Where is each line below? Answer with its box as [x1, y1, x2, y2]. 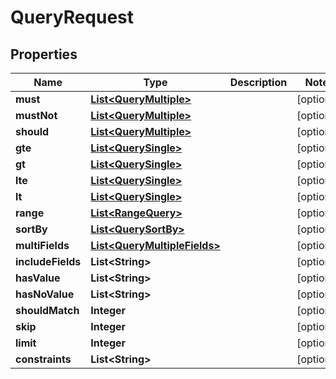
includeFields [15, 255, 82, 268]
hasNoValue [15, 287, 75, 301]
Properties [10, 46, 78, 63]
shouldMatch [15, 304, 80, 317]
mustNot [15, 109, 58, 122]
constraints [15, 352, 72, 366]
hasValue [15, 271, 61, 285]
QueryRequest [10, 6, 135, 29]
